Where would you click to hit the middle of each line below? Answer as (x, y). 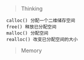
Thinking (32, 9)
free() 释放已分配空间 (31, 27)
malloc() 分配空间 (27, 33)
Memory (31, 50)
